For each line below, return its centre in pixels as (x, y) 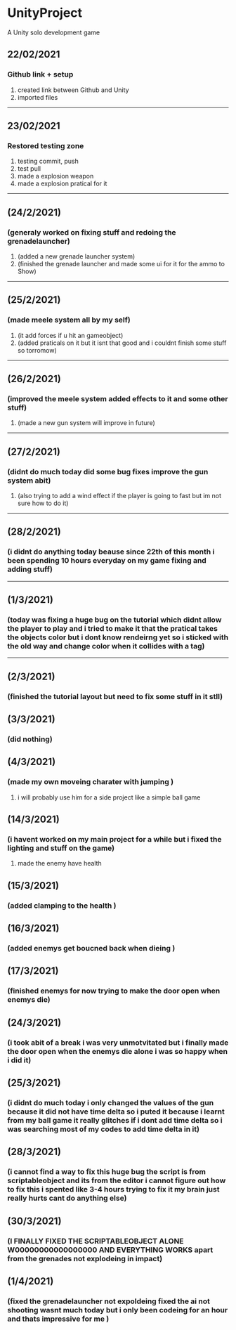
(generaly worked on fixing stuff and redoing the (92, 232)
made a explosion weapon (55, 176)
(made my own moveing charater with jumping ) (91, 782)
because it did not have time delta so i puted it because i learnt (116, 1111)
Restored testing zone (46, 145)
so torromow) (37, 350)
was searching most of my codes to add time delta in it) (104, 1129)
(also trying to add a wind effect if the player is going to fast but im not (119, 496)
